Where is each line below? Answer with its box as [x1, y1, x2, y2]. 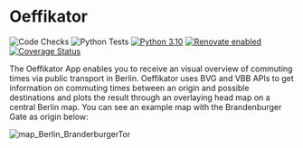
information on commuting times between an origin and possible [9, 82, 250, 93]
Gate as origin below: [9, 111, 89, 122]
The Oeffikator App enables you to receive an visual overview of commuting [9, 63, 293, 74]
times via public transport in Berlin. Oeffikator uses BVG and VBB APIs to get [9, 72, 294, 83]
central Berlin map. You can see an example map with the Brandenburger [9, 101, 282, 112]
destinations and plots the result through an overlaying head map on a [9, 92, 270, 103]
